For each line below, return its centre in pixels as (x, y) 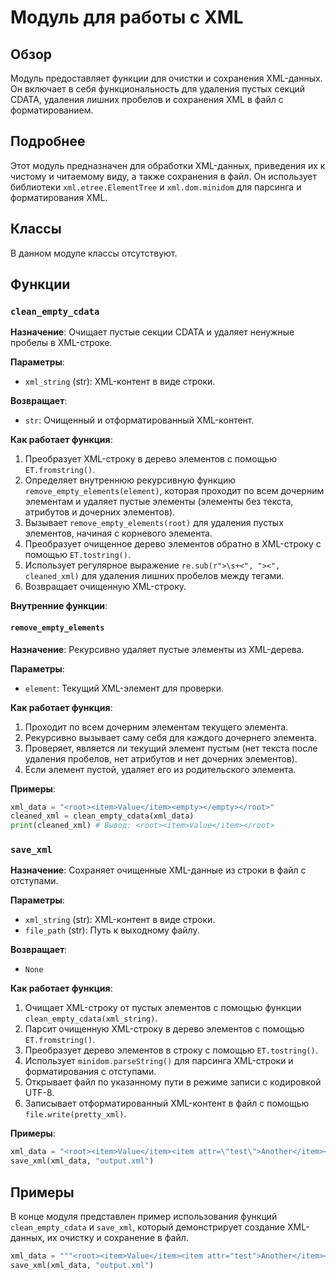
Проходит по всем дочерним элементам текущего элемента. (156, 727)
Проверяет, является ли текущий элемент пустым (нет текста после (171, 748)
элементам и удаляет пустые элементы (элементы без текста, (159, 502)
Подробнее (48, 141)
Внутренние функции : (59, 606)
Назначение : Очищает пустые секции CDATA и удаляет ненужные (152, 332)
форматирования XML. (59, 197)
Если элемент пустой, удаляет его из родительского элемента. (160, 769)
